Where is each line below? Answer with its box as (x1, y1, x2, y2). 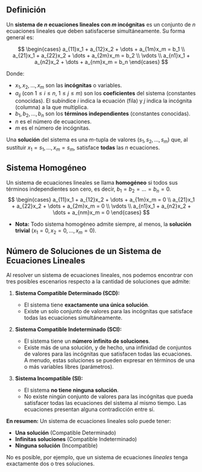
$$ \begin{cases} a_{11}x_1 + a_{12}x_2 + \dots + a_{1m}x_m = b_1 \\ (17, 45, 185, 53)
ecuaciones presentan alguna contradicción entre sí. (24, 406, 155, 413)
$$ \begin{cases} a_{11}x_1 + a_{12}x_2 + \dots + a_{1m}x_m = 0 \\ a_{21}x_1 (8, 196, 195, 203)
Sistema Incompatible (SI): (14, 375, 83, 382)
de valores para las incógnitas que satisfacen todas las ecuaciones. (24, 350, 192, 358)
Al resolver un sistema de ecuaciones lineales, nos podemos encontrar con (6, 272, 193, 279)
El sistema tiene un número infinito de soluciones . (24, 337, 151, 345)
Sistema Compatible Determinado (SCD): (14, 290, 120, 297)
